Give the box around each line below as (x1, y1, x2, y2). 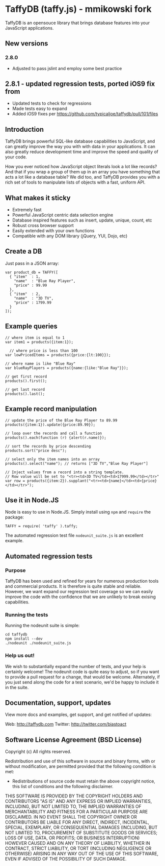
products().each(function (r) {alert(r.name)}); (5, 435, 107, 440)
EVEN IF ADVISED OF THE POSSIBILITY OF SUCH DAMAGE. (5, 856, 127, 862)
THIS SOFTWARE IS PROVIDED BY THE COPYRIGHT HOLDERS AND (5, 793, 143, 799)
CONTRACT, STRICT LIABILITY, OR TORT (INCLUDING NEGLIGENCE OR (5, 845, 152, 852)
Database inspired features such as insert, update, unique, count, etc (12, 217, 152, 223)
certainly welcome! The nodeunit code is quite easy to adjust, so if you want (5, 669, 160, 675)
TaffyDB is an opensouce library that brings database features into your (5, 20, 150, 26)
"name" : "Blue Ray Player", (14, 278, 76, 283)
